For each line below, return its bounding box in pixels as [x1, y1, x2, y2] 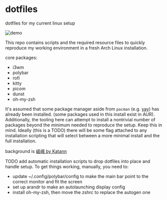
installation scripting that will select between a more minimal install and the [5, 132, 160, 138]
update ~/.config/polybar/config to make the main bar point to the [12, 173, 149, 179]
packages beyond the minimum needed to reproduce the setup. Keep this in [5, 122, 162, 128]
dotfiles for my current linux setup [5, 20, 75, 26]
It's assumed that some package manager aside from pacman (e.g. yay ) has [5, 106, 159, 112]
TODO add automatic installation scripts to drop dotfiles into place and [5, 158, 150, 164]
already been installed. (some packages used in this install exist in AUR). [5, 111, 155, 117]
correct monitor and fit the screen [12, 178, 83, 184]
